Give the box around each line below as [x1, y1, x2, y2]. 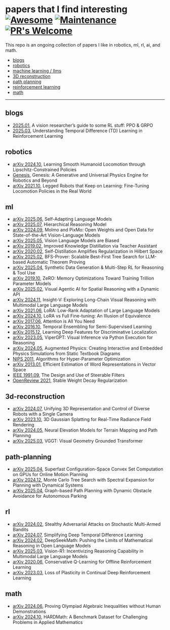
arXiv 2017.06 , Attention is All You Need [12, 318, 95, 325]
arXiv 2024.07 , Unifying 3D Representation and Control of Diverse [12, 406, 150, 412]
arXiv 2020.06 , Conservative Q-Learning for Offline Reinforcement [12, 559, 152, 565]
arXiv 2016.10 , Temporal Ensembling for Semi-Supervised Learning [12, 324, 152, 330]
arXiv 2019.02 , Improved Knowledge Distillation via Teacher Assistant [12, 243, 157, 249]
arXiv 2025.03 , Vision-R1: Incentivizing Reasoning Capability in [12, 548, 144, 554]
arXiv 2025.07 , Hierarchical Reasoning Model [12, 221, 107, 227]
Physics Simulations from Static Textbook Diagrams [12, 350, 120, 357]
